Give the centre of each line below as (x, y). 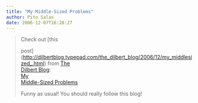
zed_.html (32, 63)
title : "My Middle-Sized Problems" (50, 12)
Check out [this (39, 40)
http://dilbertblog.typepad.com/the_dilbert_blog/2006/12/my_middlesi (107, 57)
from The (59, 63)
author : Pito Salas (30, 17)
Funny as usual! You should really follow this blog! (81, 94)
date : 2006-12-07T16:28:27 (39, 22)
